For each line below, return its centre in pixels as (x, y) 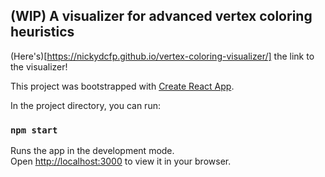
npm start (34, 130)
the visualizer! (39, 66)
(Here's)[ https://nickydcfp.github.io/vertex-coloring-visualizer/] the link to (162, 56)
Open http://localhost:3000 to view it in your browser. (121, 161)
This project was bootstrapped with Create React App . (122, 86)
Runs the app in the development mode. (92, 151)
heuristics (42, 32)
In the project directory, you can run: (85, 105)
